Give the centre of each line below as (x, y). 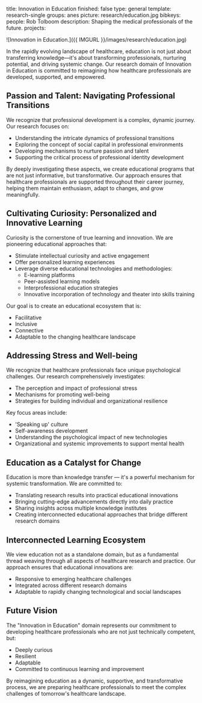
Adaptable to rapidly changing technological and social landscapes (98, 592)
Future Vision (32, 611)
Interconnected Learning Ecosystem (76, 540)
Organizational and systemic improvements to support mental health (99, 444)
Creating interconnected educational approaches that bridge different (101, 515)
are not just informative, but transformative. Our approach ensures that (94, 175)
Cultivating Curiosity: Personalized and (81, 214)
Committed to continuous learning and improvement (79, 669)
